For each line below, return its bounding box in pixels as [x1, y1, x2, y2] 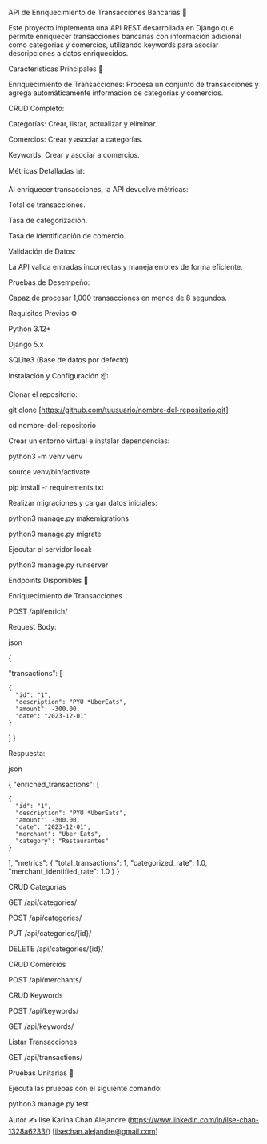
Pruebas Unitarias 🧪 [8, 1068, 74, 1078]
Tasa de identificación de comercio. [8, 231, 126, 240]
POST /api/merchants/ [8, 975, 82, 984]
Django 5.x [8, 340, 44, 349]
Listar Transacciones [8, 1037, 78, 1046]
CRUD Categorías [8, 882, 66, 891]
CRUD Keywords [8, 990, 63, 1000]
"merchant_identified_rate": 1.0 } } [8, 866, 120, 876]
